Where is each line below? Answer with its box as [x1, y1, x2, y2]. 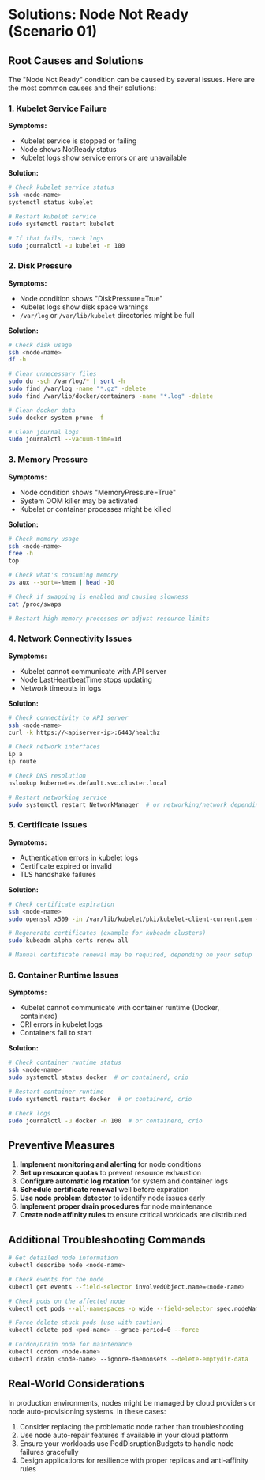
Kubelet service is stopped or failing [19, 136, 137, 146]
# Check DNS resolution [8, 772, 87, 780]
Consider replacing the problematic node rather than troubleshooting [19, 1421, 244, 1431]
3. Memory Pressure [8, 454, 88, 465]
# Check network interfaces [8, 743, 101, 751]
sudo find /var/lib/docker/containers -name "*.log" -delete [8, 392, 214, 400]
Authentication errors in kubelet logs [19, 853, 139, 862]
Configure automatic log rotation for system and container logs [19, 1176, 229, 1186]
